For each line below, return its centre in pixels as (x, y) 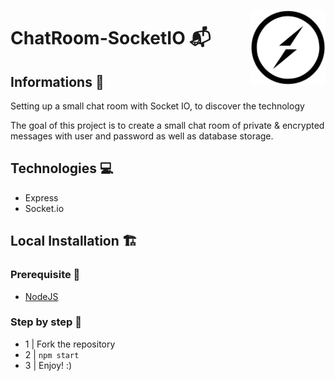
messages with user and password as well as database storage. (142, 136)
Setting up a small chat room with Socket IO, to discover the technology (157, 106)
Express (41, 197)
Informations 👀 (57, 81)
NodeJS (41, 296)
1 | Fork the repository (70, 344)
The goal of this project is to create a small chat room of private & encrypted (167, 125)
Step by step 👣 (46, 322)
